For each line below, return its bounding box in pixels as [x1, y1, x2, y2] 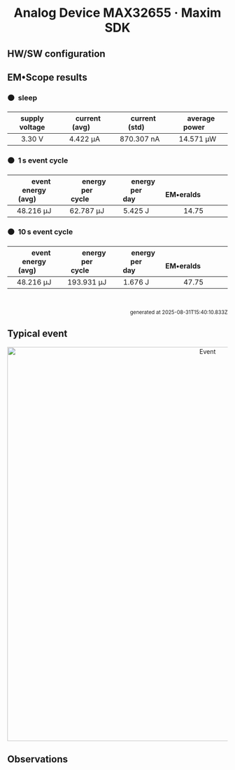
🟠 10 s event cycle [7, 227, 73, 237]
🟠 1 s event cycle [7, 156, 69, 165]
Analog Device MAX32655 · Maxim [13, 5, 222, 21]
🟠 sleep [7, 92, 37, 102]
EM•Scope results [7, 71, 87, 83]
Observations [7, 753, 69, 765]
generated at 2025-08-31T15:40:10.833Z [129, 308, 228, 316]
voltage [19, 123, 45, 132]
